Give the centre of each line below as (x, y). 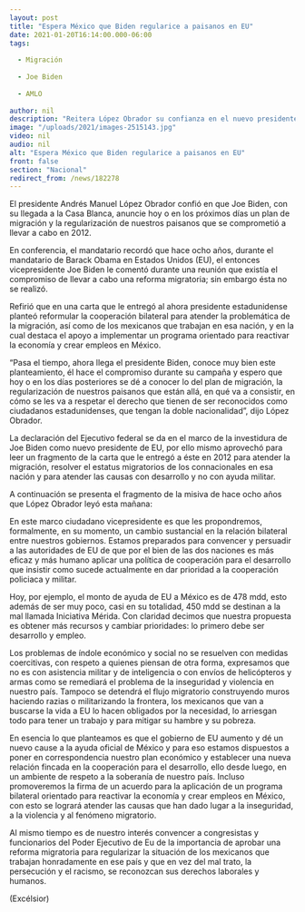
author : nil (32, 111)
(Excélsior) (30, 898)
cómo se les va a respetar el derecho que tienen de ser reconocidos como (148, 401)
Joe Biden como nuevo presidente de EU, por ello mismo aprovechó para (146, 448)
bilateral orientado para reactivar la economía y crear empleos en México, (148, 796)
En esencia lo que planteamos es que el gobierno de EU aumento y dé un (147, 738)
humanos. (28, 881)
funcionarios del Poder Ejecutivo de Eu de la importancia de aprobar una (145, 843)
